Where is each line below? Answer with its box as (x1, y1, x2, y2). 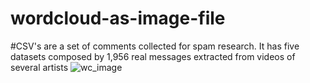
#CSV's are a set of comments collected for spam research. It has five (10, 40, 300, 52)
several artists (10, 61, 69, 73)
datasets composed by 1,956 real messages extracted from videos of (10, 50, 296, 62)
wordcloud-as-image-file (10, 7, 226, 30)
